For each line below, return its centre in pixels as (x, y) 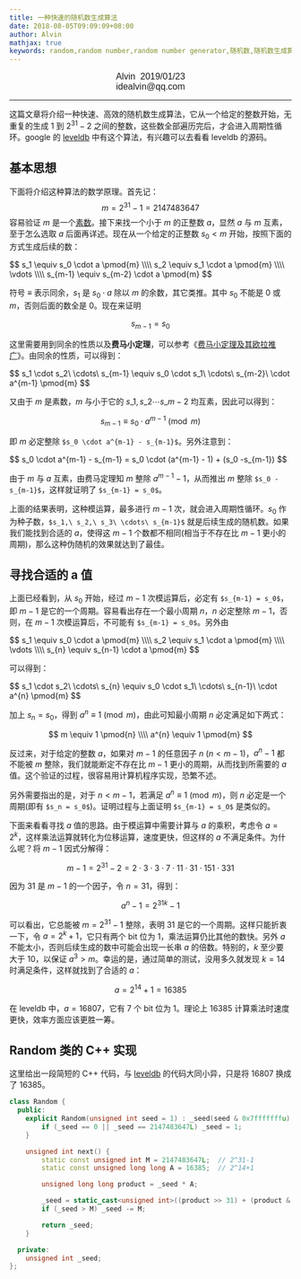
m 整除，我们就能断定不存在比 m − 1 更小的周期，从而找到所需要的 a (160, 764)
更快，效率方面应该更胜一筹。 (64, 1019)
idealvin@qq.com (150, 87)
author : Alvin (36, 34)
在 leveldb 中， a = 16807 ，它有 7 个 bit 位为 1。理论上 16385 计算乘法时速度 (149, 1008)
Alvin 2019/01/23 (150, 76)
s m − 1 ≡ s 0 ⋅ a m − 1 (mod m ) (150, 421)
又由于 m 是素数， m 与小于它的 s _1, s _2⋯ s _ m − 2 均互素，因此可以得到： (143, 401)
